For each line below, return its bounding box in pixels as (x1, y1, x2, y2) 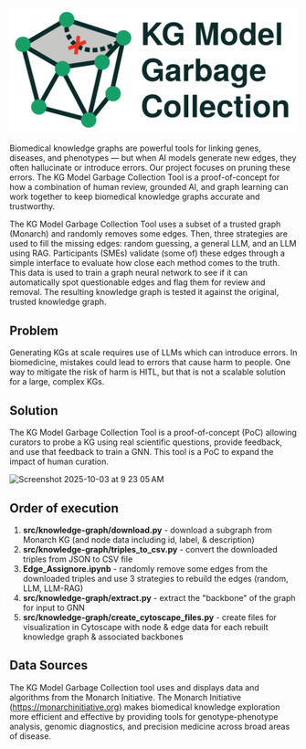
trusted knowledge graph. (9, 296, 107, 308)
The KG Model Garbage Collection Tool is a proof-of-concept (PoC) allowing (9, 427, 297, 438)
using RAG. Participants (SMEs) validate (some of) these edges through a (9, 248, 286, 258)
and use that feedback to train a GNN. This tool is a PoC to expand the (9, 447, 274, 458)
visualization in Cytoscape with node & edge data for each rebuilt (22, 621, 269, 632)
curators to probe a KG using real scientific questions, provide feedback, (9, 437, 283, 448)
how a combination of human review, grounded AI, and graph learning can (9, 182, 289, 193)
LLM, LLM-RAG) (22, 583, 84, 594)
